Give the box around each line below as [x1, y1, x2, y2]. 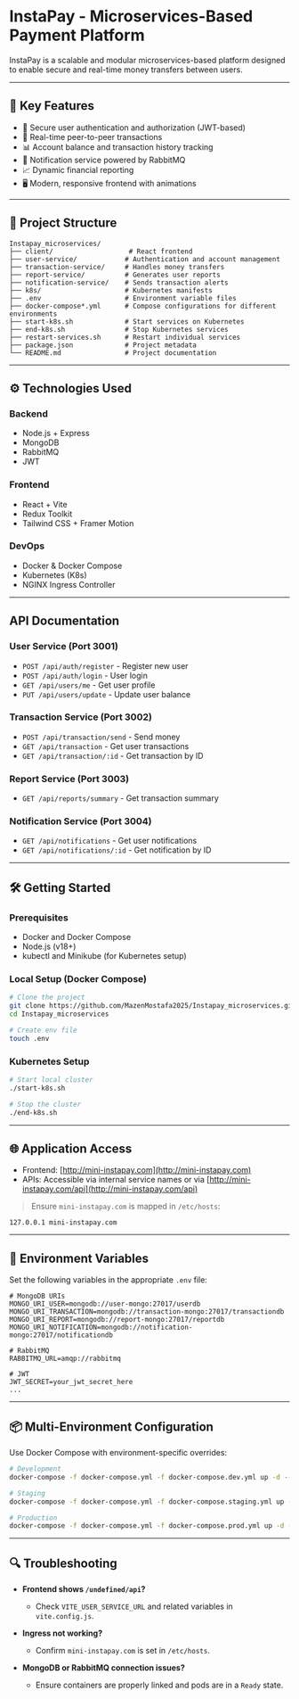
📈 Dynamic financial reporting [21, 164, 134, 175]
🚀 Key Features [9, 98, 95, 113]
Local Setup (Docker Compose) [9, 973, 148, 986]
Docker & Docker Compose [21, 560, 123, 571]
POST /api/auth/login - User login [21, 670, 149, 680]
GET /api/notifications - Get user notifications [21, 836, 198, 846]
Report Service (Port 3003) [9, 772, 130, 785]
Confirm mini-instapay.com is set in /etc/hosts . [35, 1645, 211, 1656]
